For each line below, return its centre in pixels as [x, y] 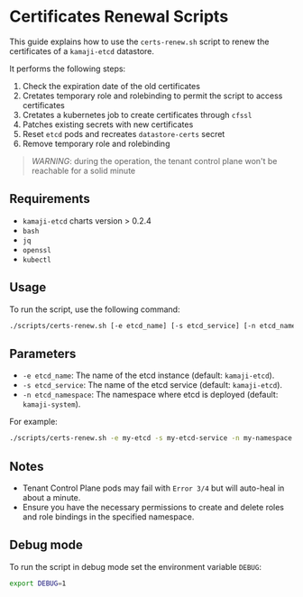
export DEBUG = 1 [38, 583]
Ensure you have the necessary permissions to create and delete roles [153, 507]
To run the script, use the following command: [95, 309]
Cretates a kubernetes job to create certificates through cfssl [137, 115]
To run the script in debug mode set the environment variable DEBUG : [135, 566]
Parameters [43, 354]
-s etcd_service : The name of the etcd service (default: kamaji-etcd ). [152, 385]
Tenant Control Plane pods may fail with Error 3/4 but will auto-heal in [153, 488]
